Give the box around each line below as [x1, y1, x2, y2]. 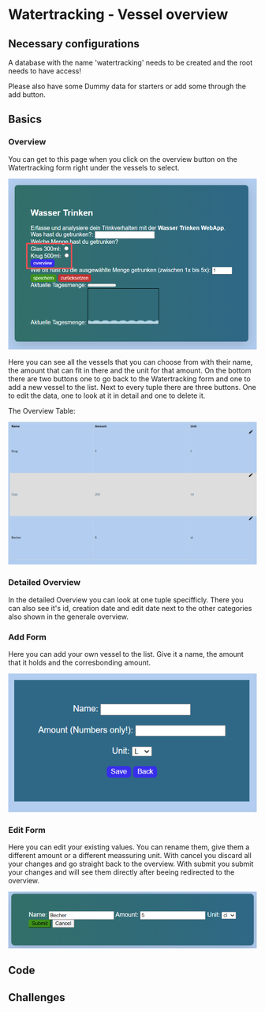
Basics [8, 113, 42, 126]
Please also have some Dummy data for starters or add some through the [8, 81, 247, 91]
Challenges [8, 991, 65, 1004]
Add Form [8, 632, 47, 643]
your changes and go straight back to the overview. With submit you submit [8, 859, 254, 869]
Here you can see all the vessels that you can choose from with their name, [8, 358, 253, 366]
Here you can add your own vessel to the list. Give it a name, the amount [8, 650, 244, 658]
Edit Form [8, 824, 46, 835]
